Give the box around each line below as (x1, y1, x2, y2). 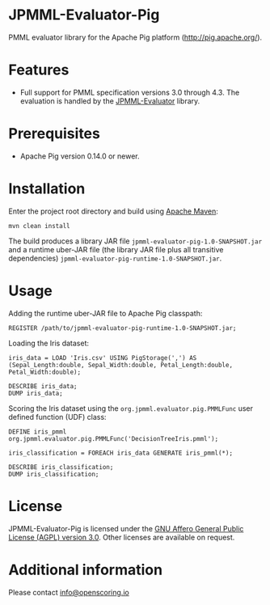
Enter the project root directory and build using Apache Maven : (8, 206, 218, 216)
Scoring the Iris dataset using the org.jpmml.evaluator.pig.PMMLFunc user (8, 403, 253, 413)
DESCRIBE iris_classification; (8, 463, 114, 471)
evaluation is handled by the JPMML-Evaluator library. (19, 95, 200, 106)
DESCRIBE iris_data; (8, 382, 78, 390)
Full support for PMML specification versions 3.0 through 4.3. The (19, 87, 240, 97)
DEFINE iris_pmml (8, 427, 67, 436)
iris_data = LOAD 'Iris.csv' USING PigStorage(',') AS (8, 353, 197, 362)
